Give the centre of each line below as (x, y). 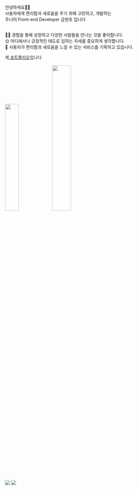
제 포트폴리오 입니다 (23, 57)
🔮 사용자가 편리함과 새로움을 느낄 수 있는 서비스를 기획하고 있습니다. (69, 47)
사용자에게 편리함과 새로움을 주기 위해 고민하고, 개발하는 (58, 13)
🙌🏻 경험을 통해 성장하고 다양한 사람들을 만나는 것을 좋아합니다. (64, 35)
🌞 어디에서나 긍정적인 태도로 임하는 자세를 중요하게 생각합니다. (65, 41)
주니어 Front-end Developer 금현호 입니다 (45, 19)
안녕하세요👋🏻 (18, 7)
